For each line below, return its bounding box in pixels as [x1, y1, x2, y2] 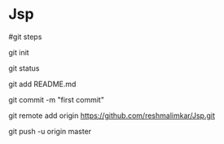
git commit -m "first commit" [8, 94, 104, 104]
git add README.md [8, 79, 77, 89]
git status [8, 63, 40, 73]
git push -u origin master [8, 126, 92, 136]
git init [8, 47, 30, 57]
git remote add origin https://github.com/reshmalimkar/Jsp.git [8, 111, 216, 120]
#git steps [8, 32, 42, 41]
